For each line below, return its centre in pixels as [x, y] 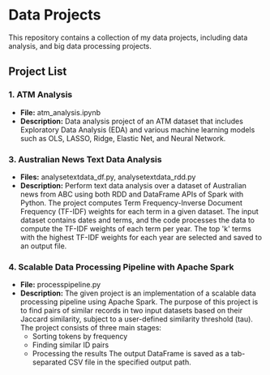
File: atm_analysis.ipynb [60, 112]
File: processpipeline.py [60, 285]
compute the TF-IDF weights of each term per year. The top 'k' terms [135, 228]
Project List [38, 72]
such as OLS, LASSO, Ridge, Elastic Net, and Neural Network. [123, 138]
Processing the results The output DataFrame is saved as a [131, 354]
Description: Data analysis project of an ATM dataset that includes [131, 121]
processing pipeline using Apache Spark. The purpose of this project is [139, 302]
